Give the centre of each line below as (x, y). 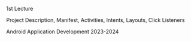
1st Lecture (20, 9)
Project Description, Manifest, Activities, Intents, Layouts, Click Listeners (95, 20)
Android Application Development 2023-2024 (63, 31)
